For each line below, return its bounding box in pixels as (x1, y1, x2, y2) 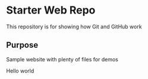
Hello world (6, 67, 34, 74)
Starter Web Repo (6, 4, 96, 17)
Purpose (6, 40, 39, 50)
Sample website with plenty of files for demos (6, 55, 119, 62)
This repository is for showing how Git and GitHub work (6, 23, 142, 30)
